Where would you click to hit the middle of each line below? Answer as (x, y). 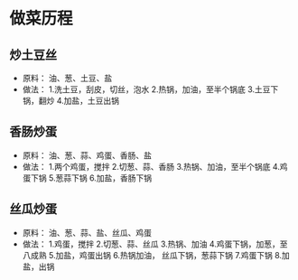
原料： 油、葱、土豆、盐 (67, 78)
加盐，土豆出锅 (92, 101)
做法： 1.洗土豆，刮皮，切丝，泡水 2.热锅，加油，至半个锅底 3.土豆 (146, 89)
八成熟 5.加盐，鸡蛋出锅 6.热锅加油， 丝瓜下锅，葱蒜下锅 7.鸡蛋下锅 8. (152, 255)
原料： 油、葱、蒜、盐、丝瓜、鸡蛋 (87, 232)
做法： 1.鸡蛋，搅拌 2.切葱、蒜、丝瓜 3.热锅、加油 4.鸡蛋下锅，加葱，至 (155, 244)
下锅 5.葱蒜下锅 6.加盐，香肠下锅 (91, 178)
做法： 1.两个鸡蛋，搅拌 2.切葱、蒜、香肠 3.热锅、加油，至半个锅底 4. (151, 166)
